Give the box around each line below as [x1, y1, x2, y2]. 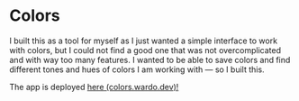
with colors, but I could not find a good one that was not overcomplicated [9, 44, 282, 55]
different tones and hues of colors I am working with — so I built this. [9, 64, 265, 75]
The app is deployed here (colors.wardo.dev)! [9, 81, 179, 92]
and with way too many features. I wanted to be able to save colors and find [9, 54, 291, 65]
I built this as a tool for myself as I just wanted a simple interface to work [9, 35, 277, 46]
